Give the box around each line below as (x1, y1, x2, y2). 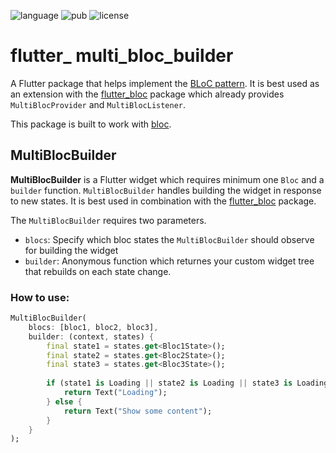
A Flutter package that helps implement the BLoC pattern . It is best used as (10, 77, 320, 89)
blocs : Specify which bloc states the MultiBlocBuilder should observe (24, 233, 315, 245)
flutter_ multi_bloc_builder (10, 45, 234, 67)
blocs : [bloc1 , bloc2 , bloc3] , (28, 322, 159, 332)
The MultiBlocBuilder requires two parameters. (10, 214, 207, 226)
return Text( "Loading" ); (63, 388, 168, 398)
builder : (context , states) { (28, 331, 155, 342)
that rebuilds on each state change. (24, 265, 172, 277)
